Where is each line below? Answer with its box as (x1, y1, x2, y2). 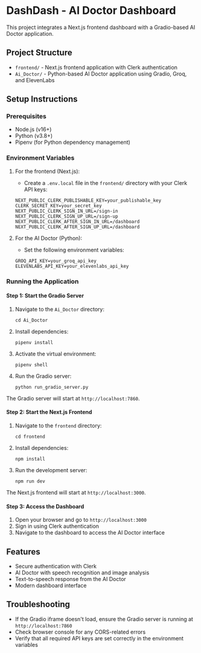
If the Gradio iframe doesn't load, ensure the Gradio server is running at (14, 615, 193, 623)
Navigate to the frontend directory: (14, 422, 102, 429)
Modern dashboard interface (14, 582, 87, 590)
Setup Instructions (6, 94, 78, 105)
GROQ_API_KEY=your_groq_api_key (14, 258, 97, 264)
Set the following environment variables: (24, 246, 125, 253)
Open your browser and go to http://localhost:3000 (14, 516, 147, 524)
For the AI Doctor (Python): (14, 234, 83, 242)
